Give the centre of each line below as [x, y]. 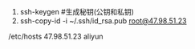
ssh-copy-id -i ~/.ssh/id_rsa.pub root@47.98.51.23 [103, 21]
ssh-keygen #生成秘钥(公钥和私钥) [77, 12]
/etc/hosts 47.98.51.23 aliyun [56, 36]
